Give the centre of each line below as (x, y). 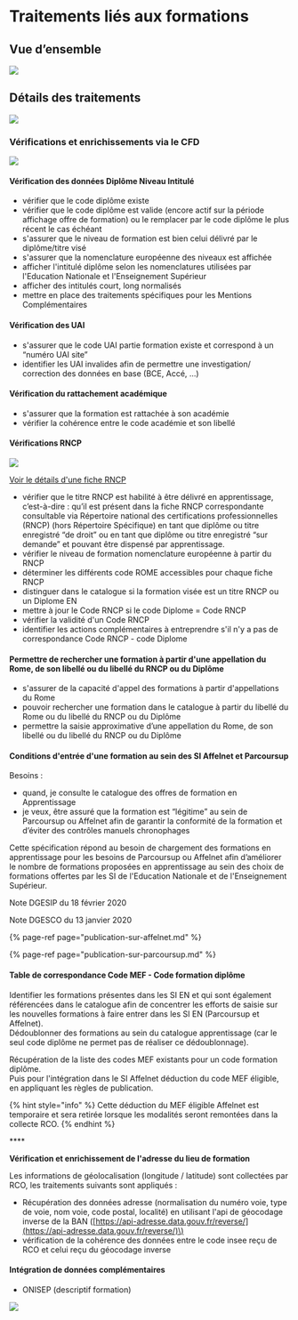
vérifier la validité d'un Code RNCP (85, 619)
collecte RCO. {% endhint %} (62, 1123)
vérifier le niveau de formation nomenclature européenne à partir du (147, 553)
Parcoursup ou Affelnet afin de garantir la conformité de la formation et (152, 821)
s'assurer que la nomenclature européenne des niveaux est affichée (147, 258)
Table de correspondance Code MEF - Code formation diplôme (127, 975)
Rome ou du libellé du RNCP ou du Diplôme (101, 717)
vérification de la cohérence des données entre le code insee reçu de (149, 1240)
